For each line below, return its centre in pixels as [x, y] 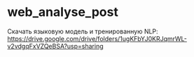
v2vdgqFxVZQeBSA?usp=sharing [55, 46]
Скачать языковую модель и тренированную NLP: [83, 31]
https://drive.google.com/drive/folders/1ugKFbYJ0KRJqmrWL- [97, 38]
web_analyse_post [63, 12]
